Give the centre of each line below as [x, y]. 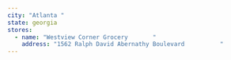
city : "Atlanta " [36, 15]
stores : [20, 30]
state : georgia [32, 23]
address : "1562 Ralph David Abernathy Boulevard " [123, 44]
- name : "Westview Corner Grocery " [85, 37]
